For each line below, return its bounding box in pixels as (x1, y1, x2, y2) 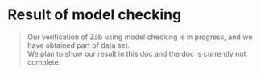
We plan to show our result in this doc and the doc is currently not (27, 49, 246, 58)
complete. (27, 57, 61, 67)
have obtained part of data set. (27, 40, 130, 49)
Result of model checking (7, 6, 182, 24)
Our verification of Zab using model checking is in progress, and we (27, 32, 253, 41)
